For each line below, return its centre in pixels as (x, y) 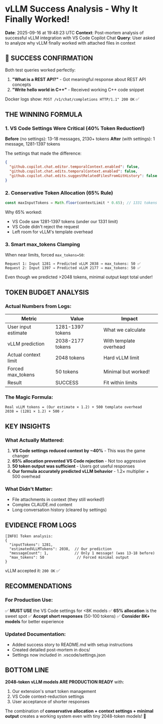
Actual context (24, 354)
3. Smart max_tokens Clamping (42, 244)
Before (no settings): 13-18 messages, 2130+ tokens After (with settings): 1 (80, 139)
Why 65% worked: (24, 212)
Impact (130, 319)
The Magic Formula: (29, 397)
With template (119, 340)
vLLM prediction (26, 344)
